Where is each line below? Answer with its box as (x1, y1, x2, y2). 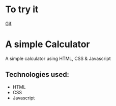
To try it (5, 4, 39, 15)
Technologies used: (5, 70, 70, 79)
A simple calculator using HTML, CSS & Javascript (5, 55, 111, 61)
